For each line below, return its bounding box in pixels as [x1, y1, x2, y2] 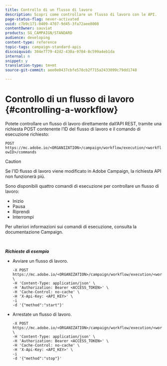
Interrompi [12, 214, 34, 220]
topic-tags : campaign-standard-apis [5, 44, 81, 49]
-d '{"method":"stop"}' [12, 356, 62, 361]
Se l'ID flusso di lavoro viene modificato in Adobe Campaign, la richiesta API [5, 168, 162, 174]
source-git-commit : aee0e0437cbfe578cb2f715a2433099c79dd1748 [5, 68, 137, 73]
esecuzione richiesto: [5, 131, 49, 137]
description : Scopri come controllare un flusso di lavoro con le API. [5, 12, 157, 17]
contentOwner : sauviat [5, 26, 52, 31]
